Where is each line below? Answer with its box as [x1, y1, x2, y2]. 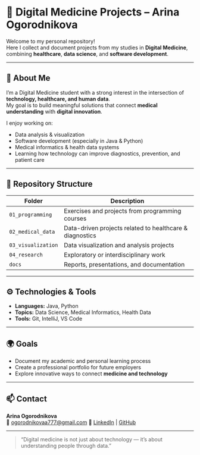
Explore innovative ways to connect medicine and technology [14, 370, 168, 377]
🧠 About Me [6, 73, 51, 83]
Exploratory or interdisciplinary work [63, 250, 165, 259]
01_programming [9, 211, 52, 218]
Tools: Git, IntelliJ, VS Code [14, 315, 83, 322]
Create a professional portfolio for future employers [14, 364, 142, 371]
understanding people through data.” [20, 443, 112, 449]
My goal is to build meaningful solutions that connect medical [6, 101, 158, 109]
